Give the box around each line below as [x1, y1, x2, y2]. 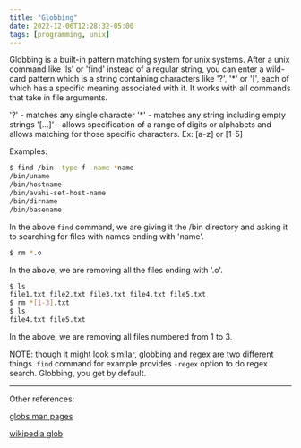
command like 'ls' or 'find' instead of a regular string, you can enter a [9, 64, 264, 74]
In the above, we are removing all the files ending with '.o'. [9, 264, 224, 275]
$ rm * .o [9, 248, 42, 257]
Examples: [9, 146, 47, 157]
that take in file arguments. [9, 92, 108, 103]
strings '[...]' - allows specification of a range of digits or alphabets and [9, 119, 271, 130]
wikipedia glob [9, 427, 64, 439]
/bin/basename [9, 205, 63, 214]
